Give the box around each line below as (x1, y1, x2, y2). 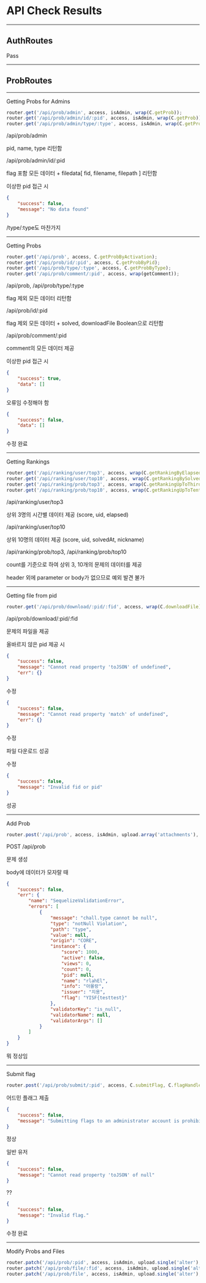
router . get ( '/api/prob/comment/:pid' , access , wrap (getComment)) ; (6, 271, 180, 277)
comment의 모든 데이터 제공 (6, 344, 75, 352)
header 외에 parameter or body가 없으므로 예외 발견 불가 (6, 573, 145, 581)
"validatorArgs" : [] (50, 1017, 103, 1024)
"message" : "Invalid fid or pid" (17, 784, 103, 791)
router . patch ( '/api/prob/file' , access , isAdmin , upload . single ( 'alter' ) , (6, 1271, 202, 1277)
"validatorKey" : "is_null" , (50, 1006, 122, 1012)
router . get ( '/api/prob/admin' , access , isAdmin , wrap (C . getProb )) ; (6, 109, 183, 115)
